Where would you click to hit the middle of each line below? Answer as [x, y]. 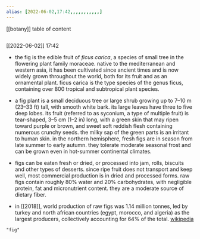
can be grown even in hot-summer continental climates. [83, 151]
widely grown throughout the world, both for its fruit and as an [91, 76]
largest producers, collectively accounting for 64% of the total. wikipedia [104, 219]
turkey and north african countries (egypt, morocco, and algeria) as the [102, 212]
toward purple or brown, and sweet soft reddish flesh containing [93, 125]
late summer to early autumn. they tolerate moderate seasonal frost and [103, 145]
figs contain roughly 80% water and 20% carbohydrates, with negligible [103, 182]
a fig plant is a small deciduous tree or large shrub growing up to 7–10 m [103, 100]
